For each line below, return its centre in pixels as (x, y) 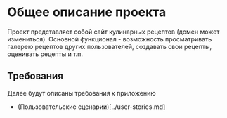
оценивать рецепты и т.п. (45, 54)
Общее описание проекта (87, 12)
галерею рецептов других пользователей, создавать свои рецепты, (110, 46)
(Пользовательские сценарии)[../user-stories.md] (91, 107)
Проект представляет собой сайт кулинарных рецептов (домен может (113, 32)
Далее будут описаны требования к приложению (82, 93)
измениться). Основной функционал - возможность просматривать (110, 39)
